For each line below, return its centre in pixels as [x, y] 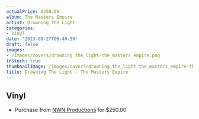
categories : [21, 28]
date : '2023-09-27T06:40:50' [42, 39]
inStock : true [24, 61]
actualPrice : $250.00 [33, 11]
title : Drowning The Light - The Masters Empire [67, 72]
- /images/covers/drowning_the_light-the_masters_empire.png [83, 55]
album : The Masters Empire [39, 17]
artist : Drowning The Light [41, 22]
